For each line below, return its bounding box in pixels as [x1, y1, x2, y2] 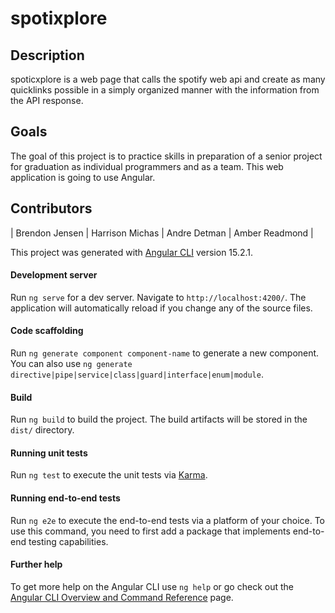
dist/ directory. [10, 424, 75, 436]
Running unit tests [10, 447, 88, 459]
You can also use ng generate [10, 358, 133, 370]
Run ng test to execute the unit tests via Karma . [10, 469, 208, 481]
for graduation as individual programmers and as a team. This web [10, 160, 284, 172]
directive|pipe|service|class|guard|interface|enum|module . [10, 368, 264, 381]
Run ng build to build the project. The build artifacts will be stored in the [10, 413, 308, 426]
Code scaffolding [10, 325, 84, 337]
